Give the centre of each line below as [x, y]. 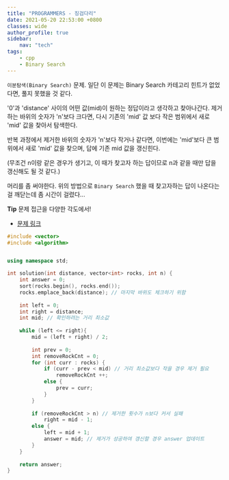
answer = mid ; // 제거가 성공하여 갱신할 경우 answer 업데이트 [124, 439]
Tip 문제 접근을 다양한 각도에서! [49, 209]
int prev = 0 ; [52, 350]
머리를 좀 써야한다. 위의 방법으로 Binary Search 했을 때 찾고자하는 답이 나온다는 [113, 186]
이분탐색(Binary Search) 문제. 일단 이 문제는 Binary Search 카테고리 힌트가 [107, 85]
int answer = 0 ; [43, 280]
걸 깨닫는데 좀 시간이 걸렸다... [46, 194]
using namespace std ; [38, 261]
